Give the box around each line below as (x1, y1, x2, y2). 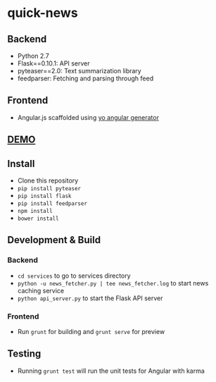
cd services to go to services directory (17, 271, 132, 280)
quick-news (7, 5, 79, 21)
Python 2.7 (17, 51, 49, 60)
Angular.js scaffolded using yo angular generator (17, 113, 160, 121)
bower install (17, 215, 59, 223)
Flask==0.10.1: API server (17, 59, 90, 68)
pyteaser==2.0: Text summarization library (17, 67, 142, 75)
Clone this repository (17, 176, 79, 185)
